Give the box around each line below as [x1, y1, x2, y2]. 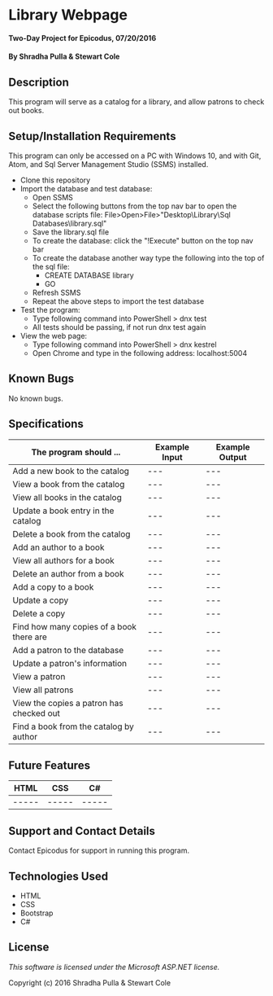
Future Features [8, 759, 91, 773]
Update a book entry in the [12, 505, 115, 516]
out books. [8, 106, 45, 116]
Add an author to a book [12, 542, 105, 553]
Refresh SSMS [32, 287, 81, 297]
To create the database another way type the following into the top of [32, 253, 265, 262]
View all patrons [12, 684, 74, 695]
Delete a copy [12, 608, 66, 619]
